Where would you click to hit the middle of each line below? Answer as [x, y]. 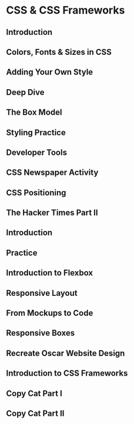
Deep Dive [25, 92]
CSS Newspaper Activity [52, 173]
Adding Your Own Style [50, 72]
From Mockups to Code [50, 313]
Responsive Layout [42, 293]
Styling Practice [36, 133]
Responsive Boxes [41, 333]
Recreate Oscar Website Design [66, 353]
